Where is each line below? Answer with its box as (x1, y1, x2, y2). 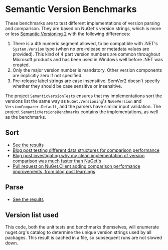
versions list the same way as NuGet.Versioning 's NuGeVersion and (5, 98, 142, 104)
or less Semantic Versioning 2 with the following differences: (5, 31, 130, 37)
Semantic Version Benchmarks (5, 4, 137, 15)
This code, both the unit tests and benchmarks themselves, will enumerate (5, 224, 159, 230)
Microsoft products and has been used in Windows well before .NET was (12, 56, 163, 62)
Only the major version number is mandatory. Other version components (12, 67, 162, 73)
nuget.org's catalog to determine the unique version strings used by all (5, 229, 152, 235)
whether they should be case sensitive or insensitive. (12, 83, 122, 89)
